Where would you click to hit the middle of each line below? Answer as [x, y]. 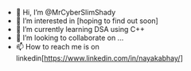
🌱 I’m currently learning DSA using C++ [80, 29]
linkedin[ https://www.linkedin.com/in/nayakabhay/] [99, 58]
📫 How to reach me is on [57, 47]
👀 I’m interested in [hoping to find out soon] [87, 21]
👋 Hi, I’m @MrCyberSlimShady [66, 12]
